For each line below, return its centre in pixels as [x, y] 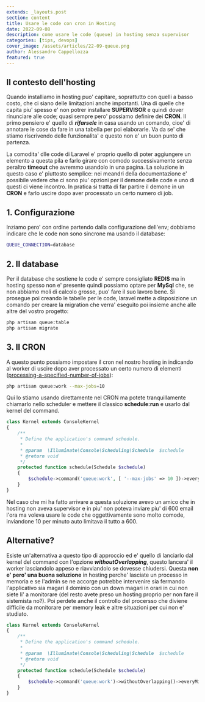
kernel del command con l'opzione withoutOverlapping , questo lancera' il [100, 562]
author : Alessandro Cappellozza [47, 52]
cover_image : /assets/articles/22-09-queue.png [68, 46]
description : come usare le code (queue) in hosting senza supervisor [98, 35]
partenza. [18, 142]
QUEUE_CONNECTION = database [41, 245]
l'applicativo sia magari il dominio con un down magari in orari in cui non [97, 588]
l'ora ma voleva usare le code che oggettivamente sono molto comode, [95, 515]
